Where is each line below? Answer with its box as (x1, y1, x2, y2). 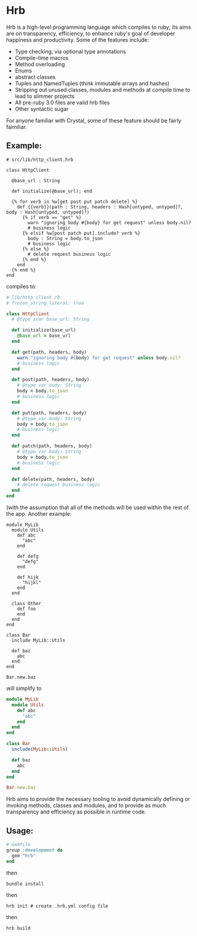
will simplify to (6, 685, 42, 692)
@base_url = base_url (17, 333, 71, 339)
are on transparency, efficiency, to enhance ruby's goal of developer (6, 29, 175, 37)
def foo (17, 606, 36, 612)
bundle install (6, 881, 44, 887)
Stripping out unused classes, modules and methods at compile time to (14, 86, 190, 93)
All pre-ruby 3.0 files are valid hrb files (14, 98, 110, 106)
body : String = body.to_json (28, 235, 103, 241)
